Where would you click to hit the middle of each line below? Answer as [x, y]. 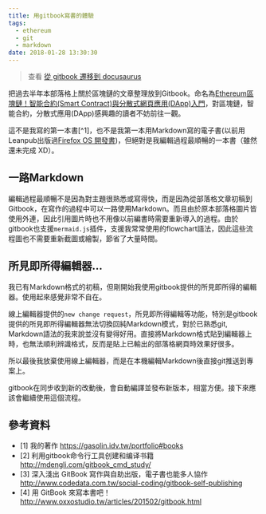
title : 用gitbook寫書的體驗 [51, 16]
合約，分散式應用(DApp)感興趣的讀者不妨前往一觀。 [100, 113]
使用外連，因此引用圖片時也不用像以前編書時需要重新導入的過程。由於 [123, 218]
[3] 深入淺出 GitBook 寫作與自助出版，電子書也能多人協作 [114, 474]
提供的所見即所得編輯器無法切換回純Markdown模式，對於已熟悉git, [118, 323]
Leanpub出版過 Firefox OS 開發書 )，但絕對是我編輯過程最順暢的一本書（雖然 [133, 140]
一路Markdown [46, 178]
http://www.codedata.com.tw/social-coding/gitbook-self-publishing [131, 483]
